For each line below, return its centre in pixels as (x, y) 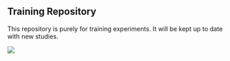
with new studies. (33, 36)
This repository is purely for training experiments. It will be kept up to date (115, 28)
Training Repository (52, 12)
